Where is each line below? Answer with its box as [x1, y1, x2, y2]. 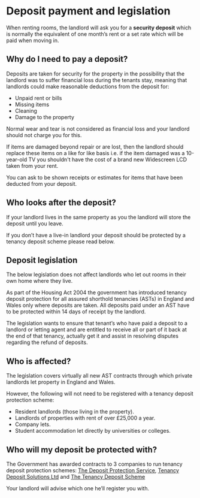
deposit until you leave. [6, 220, 64, 227]
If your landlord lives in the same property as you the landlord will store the [6, 213, 191, 221]
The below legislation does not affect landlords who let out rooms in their [6, 271, 187, 278]
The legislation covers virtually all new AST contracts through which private [6, 372, 193, 379]
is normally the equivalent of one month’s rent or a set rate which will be [6, 30, 184, 37]
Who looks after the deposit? [6, 198, 117, 208]
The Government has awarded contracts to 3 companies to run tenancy [6, 460, 183, 467]
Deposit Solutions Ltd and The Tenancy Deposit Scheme [6, 473, 146, 480]
